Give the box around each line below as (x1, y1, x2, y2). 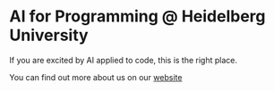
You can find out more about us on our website (9, 71, 183, 82)
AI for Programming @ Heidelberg (9, 6, 266, 27)
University (9, 25, 89, 45)
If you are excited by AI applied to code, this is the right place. (9, 54, 238, 65)
